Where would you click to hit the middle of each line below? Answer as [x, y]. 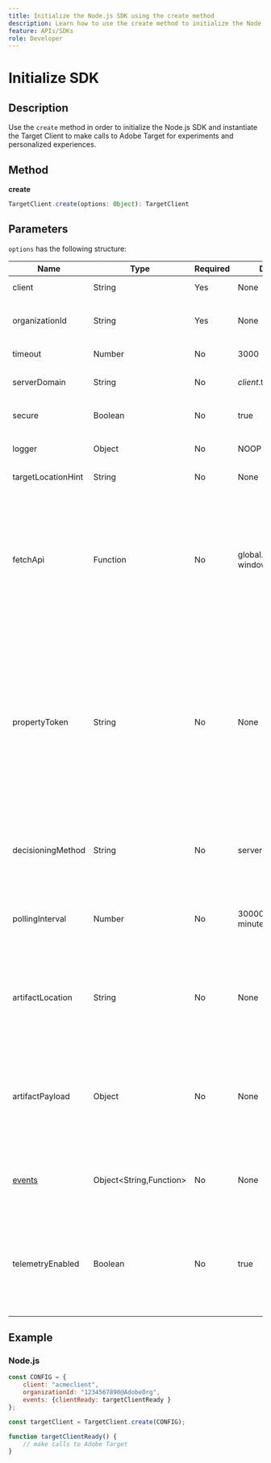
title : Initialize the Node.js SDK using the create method [112, 16]
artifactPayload [41, 1096]
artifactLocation [42, 997]
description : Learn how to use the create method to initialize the [126, 23]
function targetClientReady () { [63, 1436]
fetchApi [29, 559]
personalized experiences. [52, 144]
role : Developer [35, 38]
